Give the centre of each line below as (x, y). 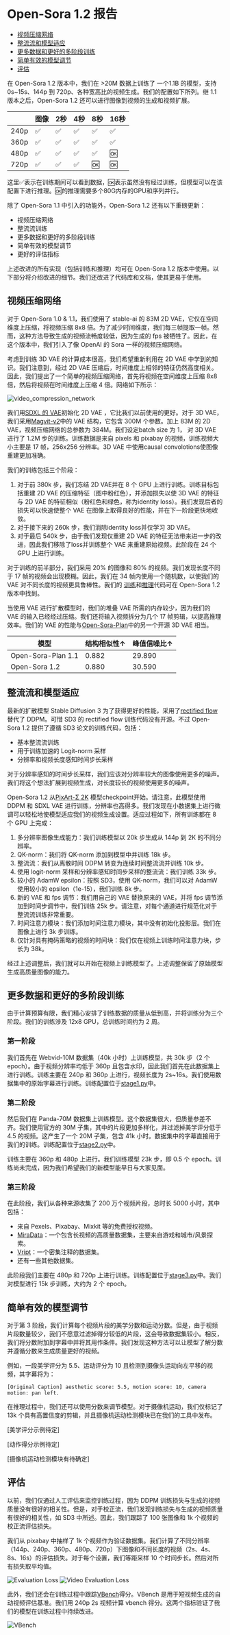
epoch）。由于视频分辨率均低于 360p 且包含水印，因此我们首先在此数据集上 (114, 1066)
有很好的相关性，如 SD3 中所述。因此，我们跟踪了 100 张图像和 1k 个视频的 (113, 1517)
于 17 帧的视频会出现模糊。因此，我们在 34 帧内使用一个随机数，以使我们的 (113, 576)
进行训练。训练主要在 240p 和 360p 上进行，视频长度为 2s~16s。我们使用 (111, 1074)
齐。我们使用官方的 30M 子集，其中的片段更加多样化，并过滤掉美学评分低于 (114, 1127)
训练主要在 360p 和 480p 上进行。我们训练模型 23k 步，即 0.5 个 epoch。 (111, 1159)
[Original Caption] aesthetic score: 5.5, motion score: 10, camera (107, 1387)
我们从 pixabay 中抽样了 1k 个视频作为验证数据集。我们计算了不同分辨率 (108, 1540)
